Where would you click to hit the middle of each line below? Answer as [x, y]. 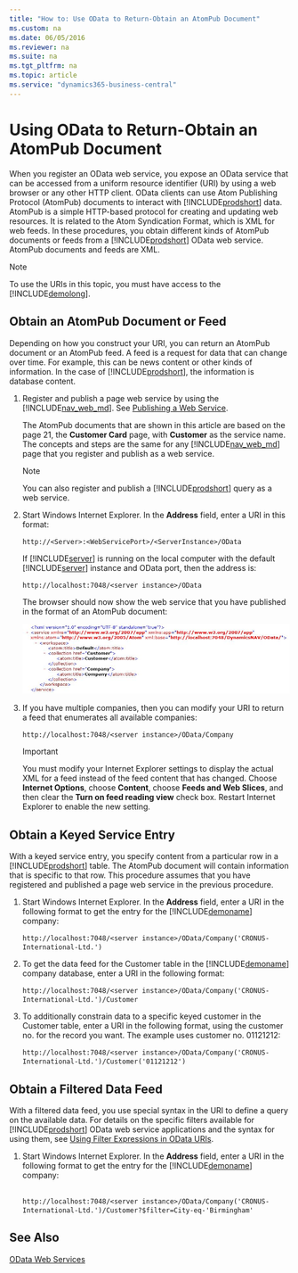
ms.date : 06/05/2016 [48, 37]
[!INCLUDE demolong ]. [50, 293]
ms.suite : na [33, 57]
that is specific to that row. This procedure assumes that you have [130, 875]
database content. [43, 381]
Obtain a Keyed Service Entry [92, 835]
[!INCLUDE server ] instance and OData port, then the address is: [139, 567]
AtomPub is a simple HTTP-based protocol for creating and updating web [144, 211]
